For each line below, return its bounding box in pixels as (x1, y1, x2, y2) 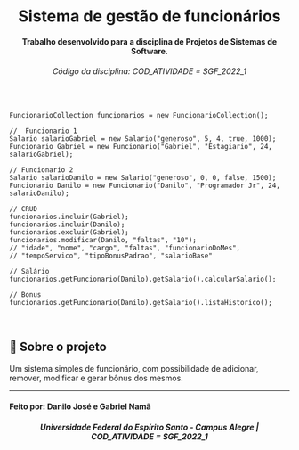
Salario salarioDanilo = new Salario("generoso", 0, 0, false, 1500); (9, 173, 277, 182)
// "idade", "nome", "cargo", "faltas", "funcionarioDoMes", (9, 243, 241, 252)
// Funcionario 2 (9, 165, 74, 175)
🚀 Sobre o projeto (9, 340, 107, 355)
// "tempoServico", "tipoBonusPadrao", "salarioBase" (9, 251, 214, 260)
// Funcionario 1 (9, 127, 77, 135)
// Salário (9, 266, 50, 275)
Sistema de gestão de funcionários (17, 6, 282, 27)
